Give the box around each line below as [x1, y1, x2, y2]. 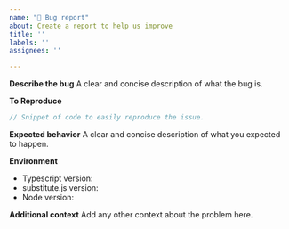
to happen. [9, 139, 49, 149]
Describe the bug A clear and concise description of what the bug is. [9, 78, 263, 89]
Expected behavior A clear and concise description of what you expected [9, 129, 281, 139]
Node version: [21, 192, 74, 202]
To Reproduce [9, 95, 62, 107]
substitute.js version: [21, 183, 100, 192]
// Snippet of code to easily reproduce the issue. [9, 113, 205, 122]
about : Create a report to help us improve [9, 21, 173, 30]
